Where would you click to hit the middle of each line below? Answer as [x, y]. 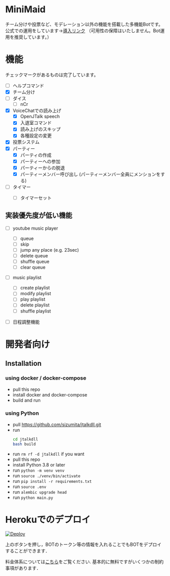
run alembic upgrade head [40, 492]
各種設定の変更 [36, 136]
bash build [24, 444]
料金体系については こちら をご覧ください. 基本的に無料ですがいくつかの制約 [84, 562]
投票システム [26, 142]
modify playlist [36, 294]
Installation [23, 363]
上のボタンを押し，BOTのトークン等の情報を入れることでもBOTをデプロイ [83, 545]
